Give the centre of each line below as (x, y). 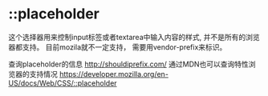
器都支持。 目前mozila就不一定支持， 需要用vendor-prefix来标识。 (118, 47)
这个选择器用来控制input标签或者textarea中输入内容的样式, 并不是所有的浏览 (134, 37)
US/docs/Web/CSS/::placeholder (63, 83)
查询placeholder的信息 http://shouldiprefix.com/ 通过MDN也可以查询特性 (128, 64)
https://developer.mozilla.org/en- (114, 74)
